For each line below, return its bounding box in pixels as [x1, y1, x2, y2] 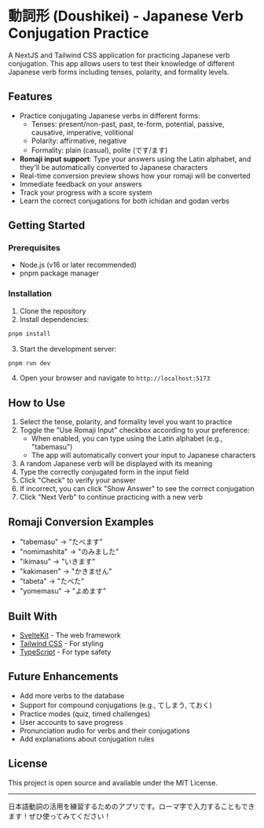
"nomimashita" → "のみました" [19, 547, 119, 556]
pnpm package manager [19, 268, 100, 278]
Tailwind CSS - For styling [19, 638, 104, 648]
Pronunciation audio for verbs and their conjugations [19, 726, 190, 735]
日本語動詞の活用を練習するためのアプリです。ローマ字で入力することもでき [8, 801, 255, 811]
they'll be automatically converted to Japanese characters [19, 162, 208, 172]
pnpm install [8, 330, 51, 338]
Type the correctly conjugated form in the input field [19, 468, 189, 477]
